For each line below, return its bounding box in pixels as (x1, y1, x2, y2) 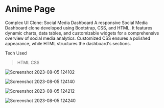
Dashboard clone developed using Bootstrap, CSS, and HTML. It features (5, 25, 153, 30)
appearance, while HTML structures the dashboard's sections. (5, 40, 131, 46)
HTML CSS (17, 59, 40, 65)
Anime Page (5, 3, 55, 15)
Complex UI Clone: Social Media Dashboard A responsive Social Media (5, 20, 148, 26)
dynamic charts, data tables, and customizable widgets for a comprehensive (5, 30, 159, 36)
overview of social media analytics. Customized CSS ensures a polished (5, 35, 151, 41)
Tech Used (5, 50, 27, 56)
